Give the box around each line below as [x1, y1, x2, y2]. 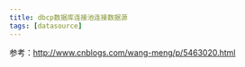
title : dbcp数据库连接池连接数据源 [9, 13, 128, 22]
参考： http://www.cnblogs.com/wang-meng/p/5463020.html [9, 46, 236, 58]
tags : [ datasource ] [9, 21, 83, 30]
